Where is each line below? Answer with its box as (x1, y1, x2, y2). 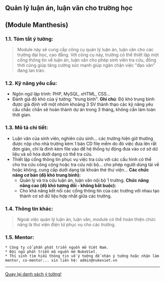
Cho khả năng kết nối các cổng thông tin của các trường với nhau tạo (19, 188, 160, 193)
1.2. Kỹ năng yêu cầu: (5, 80, 57, 87)
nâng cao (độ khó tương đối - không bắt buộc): (19, 182, 116, 188)
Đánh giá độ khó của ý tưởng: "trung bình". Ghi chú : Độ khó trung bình (12, 96, 155, 102)
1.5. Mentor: (5, 234, 34, 241)
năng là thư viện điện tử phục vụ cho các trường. (17, 221, 116, 227)
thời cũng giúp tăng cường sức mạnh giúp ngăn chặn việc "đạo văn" (17, 63, 156, 68)
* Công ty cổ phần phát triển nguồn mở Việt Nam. (5, 245, 109, 250)
